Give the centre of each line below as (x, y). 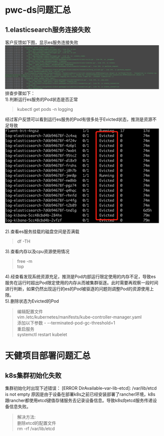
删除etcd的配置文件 (36, 423)
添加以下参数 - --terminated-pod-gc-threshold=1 (66, 323)
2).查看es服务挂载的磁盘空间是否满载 (42, 231)
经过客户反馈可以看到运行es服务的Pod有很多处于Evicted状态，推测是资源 (79, 119)
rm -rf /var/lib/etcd (36, 428)
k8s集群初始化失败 (33, 375)
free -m (25, 261)
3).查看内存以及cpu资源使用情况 (37, 251)
